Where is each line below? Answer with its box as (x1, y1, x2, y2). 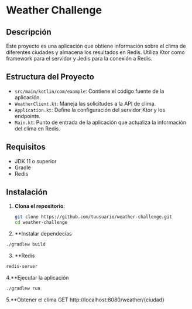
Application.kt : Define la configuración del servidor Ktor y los (14, 106, 166, 113)
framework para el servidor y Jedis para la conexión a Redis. (6, 55, 153, 62)
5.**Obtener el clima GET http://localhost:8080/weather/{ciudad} (6, 296, 165, 303)
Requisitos (6, 142, 46, 152)
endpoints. (14, 112, 41, 119)
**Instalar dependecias (14, 230, 72, 237)
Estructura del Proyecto (6, 72, 95, 82)
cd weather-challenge (14, 220, 67, 226)
